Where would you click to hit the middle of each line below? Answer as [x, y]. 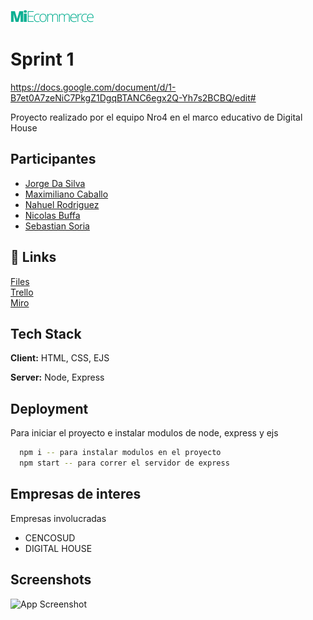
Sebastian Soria [57, 226]
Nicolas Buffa [52, 215]
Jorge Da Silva [55, 183]
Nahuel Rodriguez [62, 204]
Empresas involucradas [58, 518]
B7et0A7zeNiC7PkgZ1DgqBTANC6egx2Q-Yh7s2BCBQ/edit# [133, 97]
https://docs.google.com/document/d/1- [93, 87]
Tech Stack [46, 333]
